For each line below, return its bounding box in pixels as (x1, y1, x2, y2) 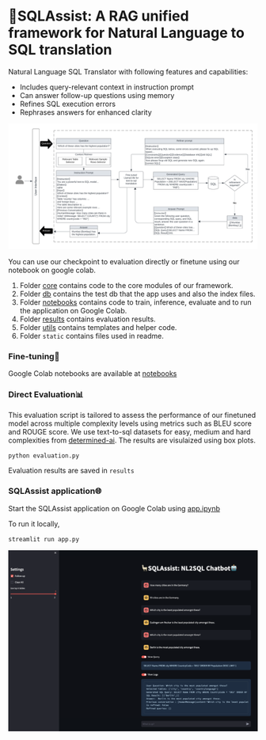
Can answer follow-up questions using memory (19, 90, 175, 100)
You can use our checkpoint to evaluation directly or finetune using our (8, 256, 240, 266)
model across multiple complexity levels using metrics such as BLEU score (8, 419, 252, 428)
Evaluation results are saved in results (8, 466, 135, 476)
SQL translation (8, 41, 112, 59)
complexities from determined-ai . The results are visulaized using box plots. (8, 435, 256, 445)
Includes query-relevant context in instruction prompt (19, 82, 194, 92)
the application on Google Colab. (19, 305, 127, 315)
